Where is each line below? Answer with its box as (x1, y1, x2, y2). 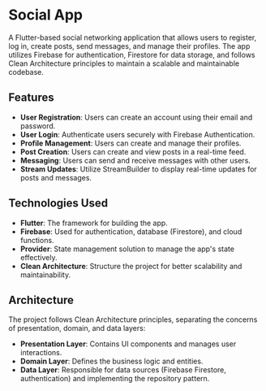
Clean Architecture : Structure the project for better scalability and (19, 261, 242, 271)
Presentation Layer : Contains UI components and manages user (19, 339, 237, 349)
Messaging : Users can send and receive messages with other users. (19, 155, 251, 165)
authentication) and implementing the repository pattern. (19, 374, 210, 384)
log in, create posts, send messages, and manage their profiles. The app (8, 41, 251, 50)
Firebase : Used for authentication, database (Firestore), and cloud (19, 226, 242, 237)
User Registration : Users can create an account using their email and (19, 112, 253, 122)
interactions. (19, 348, 62, 358)
